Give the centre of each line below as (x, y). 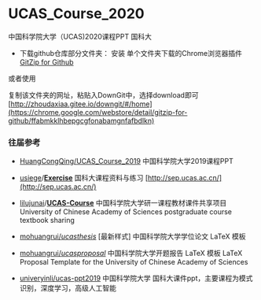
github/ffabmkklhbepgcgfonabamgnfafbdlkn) (81, 120)
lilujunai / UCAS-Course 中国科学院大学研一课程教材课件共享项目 (123, 203)
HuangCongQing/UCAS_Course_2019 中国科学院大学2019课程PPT (126, 161)
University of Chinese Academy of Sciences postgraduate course (126, 212)
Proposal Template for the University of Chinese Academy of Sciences (134, 262)
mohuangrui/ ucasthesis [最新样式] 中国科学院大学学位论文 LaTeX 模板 (132, 236)
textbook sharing (47, 220)
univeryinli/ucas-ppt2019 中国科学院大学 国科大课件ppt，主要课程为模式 (136, 278)
